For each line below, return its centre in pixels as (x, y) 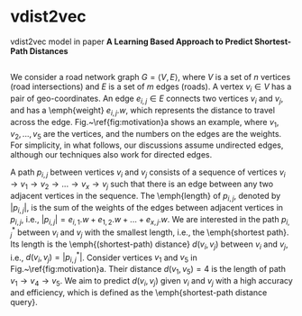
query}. (24, 302)
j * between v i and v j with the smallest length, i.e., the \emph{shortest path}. (150, 232)
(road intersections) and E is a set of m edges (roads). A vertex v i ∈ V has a (151, 88)
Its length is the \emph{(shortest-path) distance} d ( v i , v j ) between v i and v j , (149, 245)
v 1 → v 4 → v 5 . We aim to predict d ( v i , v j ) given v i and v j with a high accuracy (152, 281)
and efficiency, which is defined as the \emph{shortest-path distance (139, 292)
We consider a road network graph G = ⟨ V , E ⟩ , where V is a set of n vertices (151, 77)
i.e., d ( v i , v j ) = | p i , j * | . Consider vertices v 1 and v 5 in (104, 257)
